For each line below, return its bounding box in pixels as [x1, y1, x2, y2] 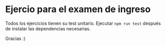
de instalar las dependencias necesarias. [5, 25, 91, 31]
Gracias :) [5, 35, 26, 41]
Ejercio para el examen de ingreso [5, 4, 151, 15]
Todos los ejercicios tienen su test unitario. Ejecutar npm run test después [5, 20, 161, 26]
